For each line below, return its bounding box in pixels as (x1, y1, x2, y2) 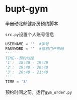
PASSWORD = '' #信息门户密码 (5, 46, 64, 51)
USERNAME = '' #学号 (5, 41, 49, 46)
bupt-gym (5, 3, 48, 15)
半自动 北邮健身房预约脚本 (5, 20, 58, 26)
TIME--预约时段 (5, 55, 34, 61)
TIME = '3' (5, 79, 28, 84)
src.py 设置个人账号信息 (5, 31, 54, 37)
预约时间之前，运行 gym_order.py (5, 89, 72, 95)
